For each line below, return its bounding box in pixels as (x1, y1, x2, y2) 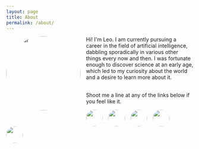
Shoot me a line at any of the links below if (86, 91, 190, 99)
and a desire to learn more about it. (86, 74, 172, 81)
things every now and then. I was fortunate (86, 55, 191, 62)
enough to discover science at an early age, (86, 61, 194, 68)
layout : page (6, 8, 39, 15)
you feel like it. (86, 98, 122, 105)
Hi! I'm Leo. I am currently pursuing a (86, 36, 177, 43)
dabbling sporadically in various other (86, 49, 179, 56)
